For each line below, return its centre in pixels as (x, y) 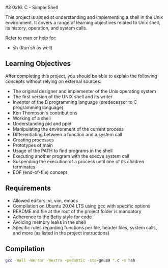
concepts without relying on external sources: (53, 81)
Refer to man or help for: (31, 38)
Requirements (28, 188)
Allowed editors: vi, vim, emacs (45, 200)
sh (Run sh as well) (33, 48)
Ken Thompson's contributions (45, 113)
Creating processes (33, 140)
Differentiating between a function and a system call (67, 134)
